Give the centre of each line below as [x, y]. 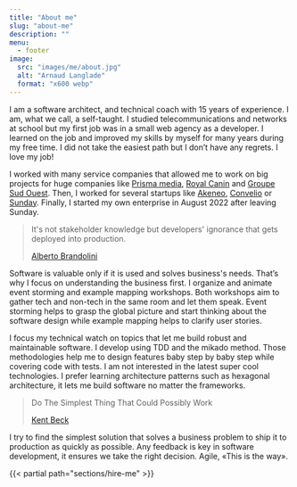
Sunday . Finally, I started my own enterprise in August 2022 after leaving [143, 202]
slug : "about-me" [41, 26]
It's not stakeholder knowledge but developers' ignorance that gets [154, 229]
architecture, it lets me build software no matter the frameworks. [128, 385]
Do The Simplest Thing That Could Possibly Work [122, 402]
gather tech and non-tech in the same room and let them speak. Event [138, 301]
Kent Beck [50, 419]
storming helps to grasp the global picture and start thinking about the [138, 311]
